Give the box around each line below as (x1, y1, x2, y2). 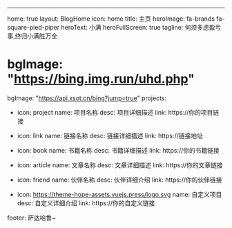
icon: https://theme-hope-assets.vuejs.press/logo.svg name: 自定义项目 (17, 190, 222, 198)
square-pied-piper (7, 23, 60, 31)
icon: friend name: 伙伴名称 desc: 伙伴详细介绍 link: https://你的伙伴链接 (17, 175, 222, 184)
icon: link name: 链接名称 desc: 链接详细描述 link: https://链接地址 (17, 131, 204, 140)
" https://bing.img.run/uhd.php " (7, 71, 195, 87)
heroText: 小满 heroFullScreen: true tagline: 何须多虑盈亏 (61, 23, 222, 31)
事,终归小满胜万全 (7, 32, 58, 40)
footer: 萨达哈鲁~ (7, 213, 57, 222)
